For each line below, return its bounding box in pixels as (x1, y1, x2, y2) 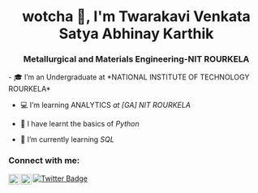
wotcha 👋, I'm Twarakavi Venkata (21, 7, 252, 26)
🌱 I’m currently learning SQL (19, 135, 115, 144)
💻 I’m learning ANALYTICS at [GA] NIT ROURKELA (19, 101, 191, 110)
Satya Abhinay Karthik (58, 24, 214, 43)
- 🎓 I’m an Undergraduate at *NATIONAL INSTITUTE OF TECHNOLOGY (8, 72, 250, 82)
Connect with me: (8, 155, 80, 166)
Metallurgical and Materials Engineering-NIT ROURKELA (23, 54, 250, 65)
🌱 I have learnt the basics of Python (19, 119, 140, 129)
